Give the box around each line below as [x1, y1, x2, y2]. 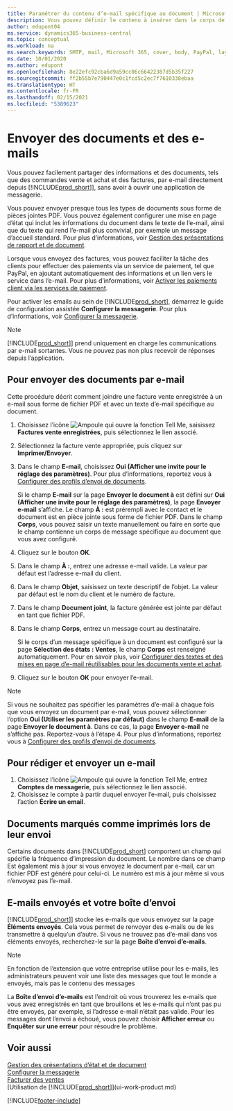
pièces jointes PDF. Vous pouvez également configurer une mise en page [7, 211, 217, 220]
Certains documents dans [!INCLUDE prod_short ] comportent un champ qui [7, 847, 222, 855]
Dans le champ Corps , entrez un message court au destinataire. [17, 624, 201, 632]
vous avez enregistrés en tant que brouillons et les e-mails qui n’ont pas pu [7, 1000, 221, 1008]
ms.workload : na [7, 42, 54, 49]
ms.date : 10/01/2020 [7, 56, 67, 63]
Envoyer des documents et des [7, 131, 189, 147]
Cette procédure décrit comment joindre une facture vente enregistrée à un [7, 392, 223, 400]
